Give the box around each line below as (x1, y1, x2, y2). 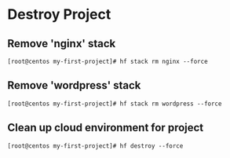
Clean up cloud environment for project (7, 121, 204, 134)
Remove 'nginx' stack (7, 37, 116, 50)
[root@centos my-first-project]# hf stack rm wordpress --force (7, 100, 222, 108)
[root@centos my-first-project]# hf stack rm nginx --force (7, 57, 209, 65)
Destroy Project (7, 6, 111, 24)
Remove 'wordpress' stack (7, 79, 141, 92)
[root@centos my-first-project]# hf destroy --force (7, 141, 184, 150)
